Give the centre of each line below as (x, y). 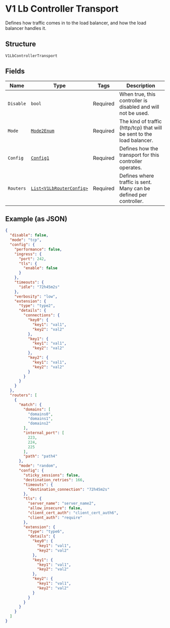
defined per (133, 194)
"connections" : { (41, 315)
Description (141, 86)
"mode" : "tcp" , (26, 240)
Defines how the (139, 148)
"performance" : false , (38, 249)
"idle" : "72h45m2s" (39, 287)
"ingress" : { (28, 254)
